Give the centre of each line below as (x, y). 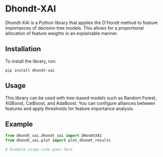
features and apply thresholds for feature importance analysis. (70, 108)
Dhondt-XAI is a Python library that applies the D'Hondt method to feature (81, 23)
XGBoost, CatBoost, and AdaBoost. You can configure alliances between (80, 103)
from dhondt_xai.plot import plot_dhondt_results (58, 140)
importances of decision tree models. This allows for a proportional (74, 28)
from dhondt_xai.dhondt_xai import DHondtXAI (53, 136)
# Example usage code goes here (39, 149)
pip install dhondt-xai (30, 70)
